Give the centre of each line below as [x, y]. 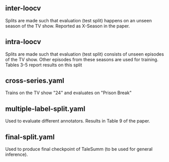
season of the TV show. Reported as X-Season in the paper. [68, 26]
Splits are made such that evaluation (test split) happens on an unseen [78, 20]
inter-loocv [23, 8]
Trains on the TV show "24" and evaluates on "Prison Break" [69, 93]
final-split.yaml [30, 137]
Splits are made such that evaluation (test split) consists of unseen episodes [85, 54]
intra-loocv [23, 42]
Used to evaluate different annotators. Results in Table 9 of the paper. [78, 121]
